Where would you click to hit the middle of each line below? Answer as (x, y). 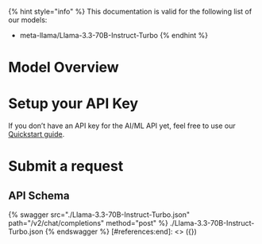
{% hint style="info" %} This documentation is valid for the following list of (130, 12)
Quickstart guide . (37, 134)
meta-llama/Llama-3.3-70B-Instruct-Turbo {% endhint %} (114, 35)
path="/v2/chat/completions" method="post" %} (88, 223)
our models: (28, 20)
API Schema (39, 195)
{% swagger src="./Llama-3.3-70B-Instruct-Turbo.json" (99, 215)
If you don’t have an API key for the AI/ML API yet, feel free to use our (122, 126)
